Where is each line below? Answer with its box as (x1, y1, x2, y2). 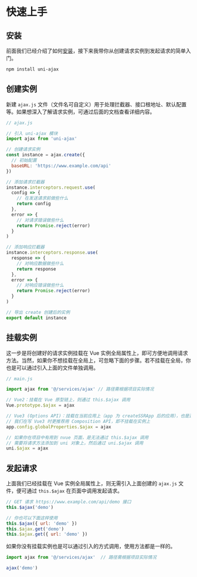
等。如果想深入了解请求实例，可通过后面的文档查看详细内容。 (6, 108, 155, 115)
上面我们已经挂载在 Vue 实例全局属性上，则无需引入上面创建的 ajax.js (6, 480, 178, 487)
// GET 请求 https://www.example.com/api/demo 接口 (6, 499, 132, 505)
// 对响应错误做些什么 (16, 283, 64, 288)
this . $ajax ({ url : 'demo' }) (6, 521, 77, 526)
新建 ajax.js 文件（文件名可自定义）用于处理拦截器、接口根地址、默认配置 (6, 100, 186, 108)
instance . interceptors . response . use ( (6, 250, 98, 256)
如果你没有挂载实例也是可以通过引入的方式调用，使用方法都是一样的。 (6, 543, 176, 550)
